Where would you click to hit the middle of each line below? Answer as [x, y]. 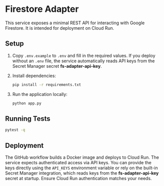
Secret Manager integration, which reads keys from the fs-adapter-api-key [82, 173]
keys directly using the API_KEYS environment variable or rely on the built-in [82, 168]
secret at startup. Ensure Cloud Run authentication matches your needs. [79, 178]
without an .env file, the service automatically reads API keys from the [83, 61]
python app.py [27, 103]
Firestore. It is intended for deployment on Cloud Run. [60, 28]
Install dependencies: [34, 76]
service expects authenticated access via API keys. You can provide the [78, 163]
